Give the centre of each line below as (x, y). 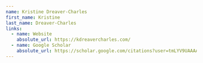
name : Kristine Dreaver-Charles (46, 12)
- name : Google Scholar (41, 46)
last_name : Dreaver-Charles (41, 23)
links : (14, 28)
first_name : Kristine (33, 17)
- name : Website (32, 34)
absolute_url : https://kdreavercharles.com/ (74, 40)
